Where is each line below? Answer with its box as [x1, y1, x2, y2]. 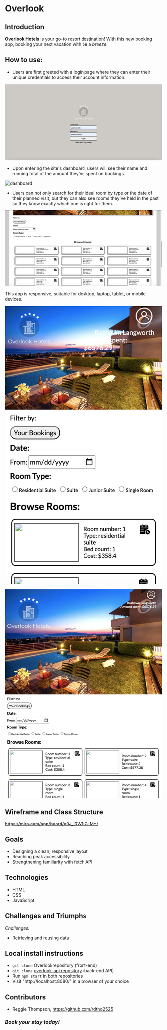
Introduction [5, 23, 45, 31]
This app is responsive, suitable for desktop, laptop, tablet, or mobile [5, 291, 146, 297]
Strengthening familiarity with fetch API [12, 859, 93, 865]
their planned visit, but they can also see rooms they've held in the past [12, 195, 159, 201]
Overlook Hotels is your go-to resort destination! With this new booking [5, 36, 153, 42]
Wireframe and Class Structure [5, 808, 103, 816]
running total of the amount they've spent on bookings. [12, 170, 125, 176]
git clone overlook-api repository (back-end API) [12, 968, 114, 974]
